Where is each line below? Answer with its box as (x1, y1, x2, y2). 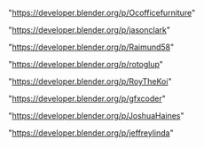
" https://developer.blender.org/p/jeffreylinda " (8, 128, 174, 138)
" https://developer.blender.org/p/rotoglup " (8, 59, 163, 69)
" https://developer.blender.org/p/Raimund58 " (8, 42, 175, 52)
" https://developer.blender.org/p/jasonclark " (8, 25, 170, 35)
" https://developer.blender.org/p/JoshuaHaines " (8, 111, 184, 120)
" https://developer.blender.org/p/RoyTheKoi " (8, 76, 172, 87)
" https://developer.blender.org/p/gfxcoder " (8, 93, 166, 104)
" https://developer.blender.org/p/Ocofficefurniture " (8, 8, 196, 18)
